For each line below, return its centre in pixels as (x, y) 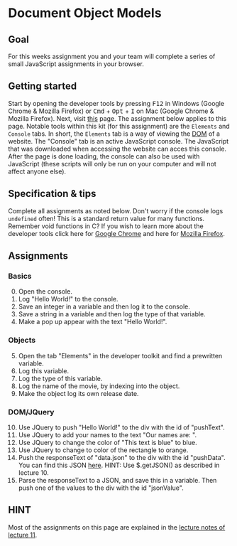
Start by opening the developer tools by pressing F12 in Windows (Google (116, 103)
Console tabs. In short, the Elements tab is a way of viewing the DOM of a (114, 134)
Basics (20, 276)
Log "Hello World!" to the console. (68, 299)
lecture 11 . (23, 535)
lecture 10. (33, 472)
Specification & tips (52, 194)
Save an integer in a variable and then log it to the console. (104, 306)
